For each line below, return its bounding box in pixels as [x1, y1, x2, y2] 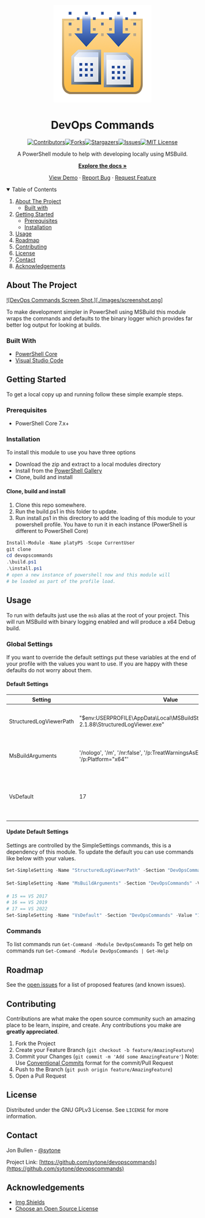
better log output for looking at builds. [6, 321, 102, 328]
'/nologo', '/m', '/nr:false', [79, 749, 143, 756]
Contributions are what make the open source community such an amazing [6, 1015, 195, 1022]
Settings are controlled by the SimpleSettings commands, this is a [6, 842, 171, 849]
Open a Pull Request [15, 1072, 67, 1079]
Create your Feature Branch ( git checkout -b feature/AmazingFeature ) [15, 1046, 195, 1053]
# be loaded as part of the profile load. [6, 578, 116, 584]
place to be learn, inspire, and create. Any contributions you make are [6, 1021, 182, 1029]
